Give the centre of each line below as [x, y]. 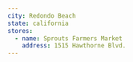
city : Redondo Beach [42, 16]
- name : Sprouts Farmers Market [69, 38]
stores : [20, 31]
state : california [38, 23]
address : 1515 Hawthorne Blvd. [74, 46]
